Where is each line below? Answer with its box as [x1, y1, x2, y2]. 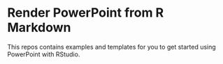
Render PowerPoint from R [7, 5, 164, 21]
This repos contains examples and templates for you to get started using [7, 42, 217, 51]
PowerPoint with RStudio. [7, 50, 80, 58]
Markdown [7, 19, 71, 35]
